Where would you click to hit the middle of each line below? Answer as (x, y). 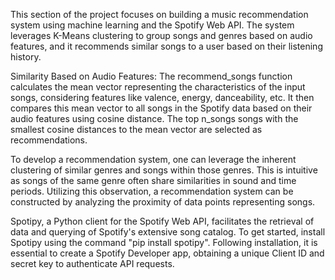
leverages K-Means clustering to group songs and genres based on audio (161, 35)
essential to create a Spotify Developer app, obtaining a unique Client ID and (167, 253)
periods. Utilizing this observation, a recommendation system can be (152, 191)
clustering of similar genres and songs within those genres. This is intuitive (164, 170)
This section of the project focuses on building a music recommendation (159, 14)
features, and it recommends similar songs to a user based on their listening (166, 46)
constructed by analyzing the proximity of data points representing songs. (163, 202)
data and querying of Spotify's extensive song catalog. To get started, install (168, 232)
